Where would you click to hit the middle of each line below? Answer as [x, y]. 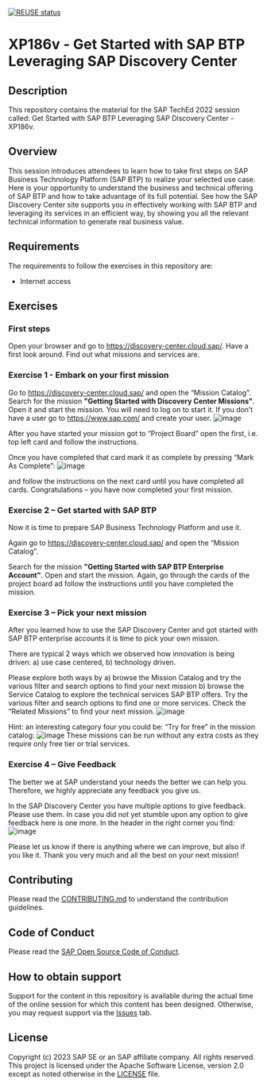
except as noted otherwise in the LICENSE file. [84, 1073]
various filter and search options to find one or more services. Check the [127, 703]
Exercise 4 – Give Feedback [62, 765]
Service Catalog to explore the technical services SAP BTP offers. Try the [128, 695]
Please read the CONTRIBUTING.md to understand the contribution [118, 899]
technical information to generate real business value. [96, 221]
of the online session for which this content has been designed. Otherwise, [131, 1004]
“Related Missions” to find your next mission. [81, 711]
